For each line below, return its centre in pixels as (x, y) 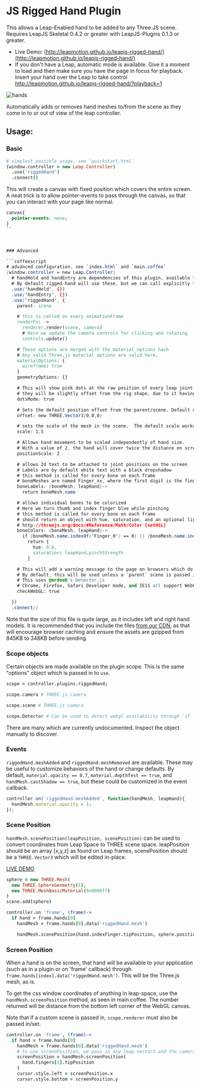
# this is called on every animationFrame (70, 317)
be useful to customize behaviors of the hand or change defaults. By (90, 769)
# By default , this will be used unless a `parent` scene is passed (104, 575)
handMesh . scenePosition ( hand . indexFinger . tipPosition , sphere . (97, 934)
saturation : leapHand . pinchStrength (78, 553)
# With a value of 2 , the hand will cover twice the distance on (100, 448)
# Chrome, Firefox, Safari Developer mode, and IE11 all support (100, 586)
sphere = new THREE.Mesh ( (38, 879)
